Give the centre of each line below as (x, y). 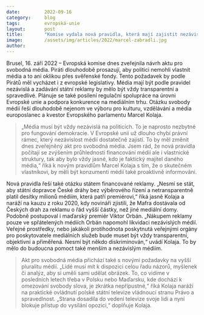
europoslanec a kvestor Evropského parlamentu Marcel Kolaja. (84, 115)
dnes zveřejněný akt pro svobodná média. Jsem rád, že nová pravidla (108, 146)
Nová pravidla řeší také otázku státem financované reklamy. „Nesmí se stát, (101, 184)
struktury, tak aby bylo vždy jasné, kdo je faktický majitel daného (102, 159)
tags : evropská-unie (43, 23)
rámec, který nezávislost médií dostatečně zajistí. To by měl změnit (105, 139)
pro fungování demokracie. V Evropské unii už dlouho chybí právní (104, 133)
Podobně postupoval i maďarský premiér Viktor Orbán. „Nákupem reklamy (99, 216)
